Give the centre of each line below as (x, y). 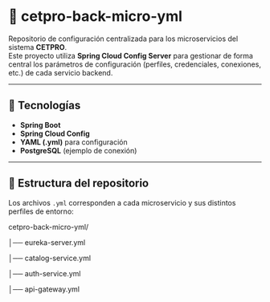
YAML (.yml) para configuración (74, 142)
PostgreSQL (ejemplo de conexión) (78, 150)
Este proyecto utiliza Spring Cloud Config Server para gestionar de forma (131, 55)
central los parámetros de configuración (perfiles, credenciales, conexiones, (135, 64)
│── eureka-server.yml (47, 242)
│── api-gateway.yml (44, 289)
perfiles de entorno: (41, 211)
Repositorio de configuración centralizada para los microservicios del (123, 39)
